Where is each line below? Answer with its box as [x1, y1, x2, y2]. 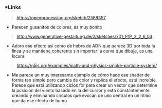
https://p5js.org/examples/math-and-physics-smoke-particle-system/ [16, 62, 157, 69]
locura [11, 53, 25, 59]
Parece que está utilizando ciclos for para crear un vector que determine [11, 82, 158, 88]
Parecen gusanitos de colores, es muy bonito [11, 24, 103, 30]
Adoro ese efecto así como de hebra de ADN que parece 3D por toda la [11, 43, 155, 49]
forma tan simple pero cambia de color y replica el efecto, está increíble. [11, 77, 157, 83]
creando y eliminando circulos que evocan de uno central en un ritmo [11, 93, 151, 98]
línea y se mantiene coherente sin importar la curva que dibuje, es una [11, 48, 153, 54]
